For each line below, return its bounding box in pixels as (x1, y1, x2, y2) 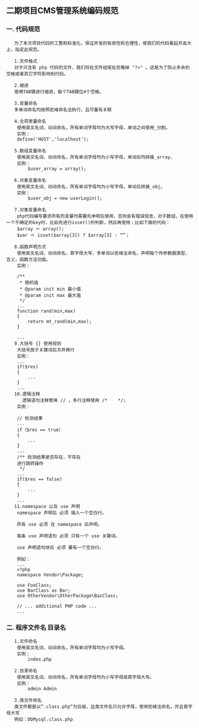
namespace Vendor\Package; (17, 571, 84, 578)
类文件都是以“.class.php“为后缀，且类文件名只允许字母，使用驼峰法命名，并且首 (14, 703, 188, 709)
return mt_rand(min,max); (27, 319, 92, 325)
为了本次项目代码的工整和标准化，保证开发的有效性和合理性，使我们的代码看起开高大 (14, 40, 192, 46)
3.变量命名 (14, 100, 38, 106)
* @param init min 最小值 (19, 286, 82, 292)
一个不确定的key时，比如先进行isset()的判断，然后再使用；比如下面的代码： (6, 219, 171, 225)
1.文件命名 (14, 638, 38, 644)
